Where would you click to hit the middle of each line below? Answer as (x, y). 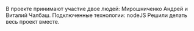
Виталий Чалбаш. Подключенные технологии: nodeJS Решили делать (96, 15)
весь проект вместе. (33, 22)
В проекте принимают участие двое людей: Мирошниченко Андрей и (97, 9)
